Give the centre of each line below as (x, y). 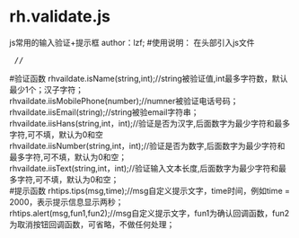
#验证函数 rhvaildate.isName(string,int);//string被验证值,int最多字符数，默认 (149, 78)
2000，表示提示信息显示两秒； (66, 202)
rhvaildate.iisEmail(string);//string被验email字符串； (104, 112)
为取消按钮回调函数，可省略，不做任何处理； (92, 224)
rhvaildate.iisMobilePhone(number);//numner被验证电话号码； (124, 101)
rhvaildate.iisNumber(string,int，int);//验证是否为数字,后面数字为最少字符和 (147, 145)
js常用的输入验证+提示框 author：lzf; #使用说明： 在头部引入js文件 (132, 42)
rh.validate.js (60, 17)
